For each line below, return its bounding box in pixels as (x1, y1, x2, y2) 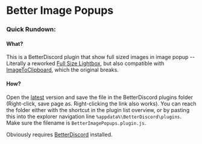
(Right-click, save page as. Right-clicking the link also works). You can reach (6, 100, 197, 107)
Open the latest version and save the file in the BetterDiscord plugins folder (6, 93, 193, 101)
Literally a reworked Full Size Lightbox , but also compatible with (6, 60, 165, 67)
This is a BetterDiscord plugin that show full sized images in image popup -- (6, 54, 195, 61)
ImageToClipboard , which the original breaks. (6, 66, 119, 74)
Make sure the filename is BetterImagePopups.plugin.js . (6, 119, 147, 127)
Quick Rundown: (6, 25, 56, 34)
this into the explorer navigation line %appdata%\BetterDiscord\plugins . (6, 113, 182, 120)
